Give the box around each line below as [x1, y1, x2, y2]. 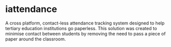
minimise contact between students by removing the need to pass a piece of [5, 30, 166, 36]
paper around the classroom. [5, 36, 66, 42]
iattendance [5, 3, 58, 15]
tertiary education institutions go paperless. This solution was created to [5, 25, 157, 31]
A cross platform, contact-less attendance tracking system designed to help [5, 20, 165, 26]
